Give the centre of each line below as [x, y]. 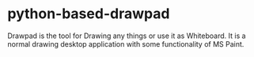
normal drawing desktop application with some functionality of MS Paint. [126, 44]
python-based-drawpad [89, 14]
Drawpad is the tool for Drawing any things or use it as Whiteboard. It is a [127, 36]
